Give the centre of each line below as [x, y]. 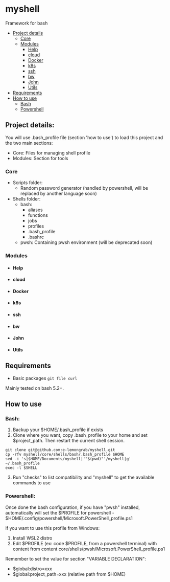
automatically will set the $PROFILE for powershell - [60, 512]
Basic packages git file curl [45, 378]
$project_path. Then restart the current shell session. [69, 441]
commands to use [32, 483]
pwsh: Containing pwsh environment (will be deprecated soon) [86, 242]
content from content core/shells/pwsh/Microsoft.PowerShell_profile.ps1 [89, 549]
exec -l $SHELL [21, 468]
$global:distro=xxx [32, 569]
